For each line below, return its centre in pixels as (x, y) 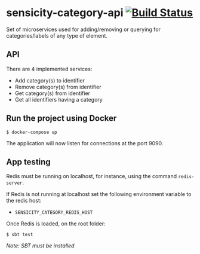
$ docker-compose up (32, 132)
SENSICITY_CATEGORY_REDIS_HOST (54, 213)
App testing (28, 162)
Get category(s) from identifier (53, 93)
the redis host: (24, 201)
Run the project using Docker (61, 119)
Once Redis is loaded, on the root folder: (56, 224)
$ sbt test (20, 235)
